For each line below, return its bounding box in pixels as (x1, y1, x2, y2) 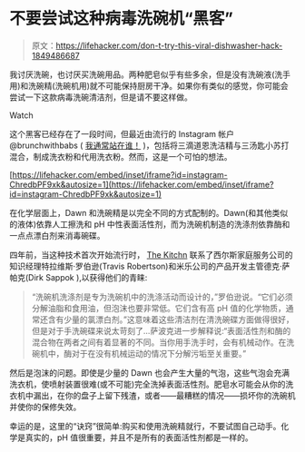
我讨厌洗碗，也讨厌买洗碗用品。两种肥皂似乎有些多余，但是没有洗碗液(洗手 (9, 69, 291, 80)
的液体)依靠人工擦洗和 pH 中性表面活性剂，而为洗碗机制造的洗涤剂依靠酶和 (9, 219, 290, 230)
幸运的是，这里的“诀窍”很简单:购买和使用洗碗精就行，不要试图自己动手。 (9, 420, 281, 431)
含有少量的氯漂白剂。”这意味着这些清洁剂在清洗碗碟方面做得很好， (47, 314, 294, 325)
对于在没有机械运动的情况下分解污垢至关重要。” (71, 348, 247, 359)
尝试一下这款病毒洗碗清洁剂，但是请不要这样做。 (9, 92, 192, 103)
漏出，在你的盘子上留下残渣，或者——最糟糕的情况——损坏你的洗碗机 (33, 389, 296, 400)
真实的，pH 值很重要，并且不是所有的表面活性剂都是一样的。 (25, 432, 253, 443)
